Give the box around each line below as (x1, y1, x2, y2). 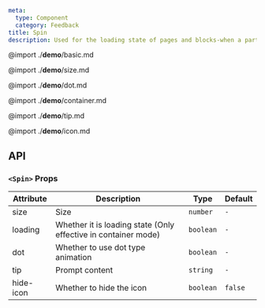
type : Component (15, 13, 69, 22)
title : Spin (8, 28, 47, 36)
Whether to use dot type (54, 242, 146, 253)
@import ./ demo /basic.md (8, 50, 95, 60)
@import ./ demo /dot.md (8, 80, 88, 90)
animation (54, 252, 92, 263)
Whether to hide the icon (54, 283, 147, 294)
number (188, 208, 213, 217)
